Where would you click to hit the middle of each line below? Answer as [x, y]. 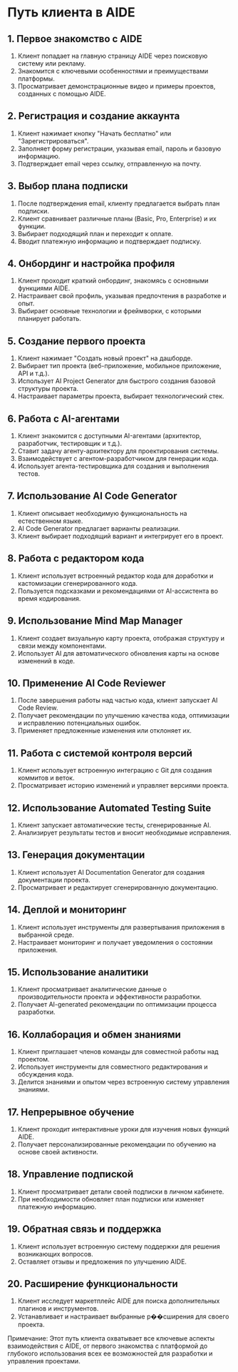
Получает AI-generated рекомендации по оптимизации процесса [117, 1005]
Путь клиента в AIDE [71, 12]
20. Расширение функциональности [93, 1284]
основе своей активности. [58, 1152]
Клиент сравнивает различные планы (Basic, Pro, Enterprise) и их [117, 218]
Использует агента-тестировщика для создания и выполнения [113, 466]
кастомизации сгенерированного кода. [77, 583]
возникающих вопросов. [56, 1254]
